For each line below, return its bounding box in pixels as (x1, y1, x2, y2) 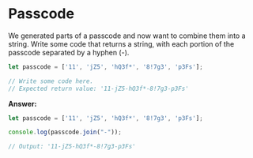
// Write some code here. (8, 77, 93, 85)
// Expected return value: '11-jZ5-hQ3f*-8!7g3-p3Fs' (8, 85, 190, 92)
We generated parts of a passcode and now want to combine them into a (8, 31, 247, 40)
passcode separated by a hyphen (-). (8, 47, 130, 57)
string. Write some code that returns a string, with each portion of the (8, 39, 235, 48)
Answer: (8, 99, 37, 108)
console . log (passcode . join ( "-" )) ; (8, 128, 123, 137)
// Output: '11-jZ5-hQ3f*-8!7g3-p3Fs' (8, 143, 136, 151)
